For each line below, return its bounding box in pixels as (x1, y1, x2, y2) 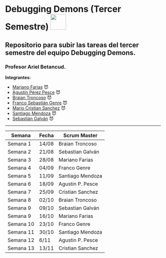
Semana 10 (7, 220, 35, 227)
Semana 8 (7, 196, 31, 203)
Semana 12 (7, 236, 35, 243)
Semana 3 (7, 156, 31, 163)
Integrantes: (5, 74, 31, 80)
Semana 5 (7, 172, 31, 179)
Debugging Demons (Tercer (5, 3, 122, 15)
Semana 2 (7, 148, 31, 155)
